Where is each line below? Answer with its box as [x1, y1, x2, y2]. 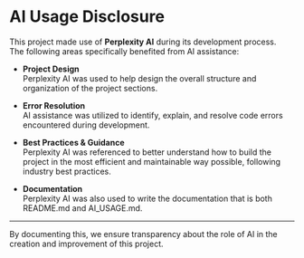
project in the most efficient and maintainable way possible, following [22, 156, 281, 167]
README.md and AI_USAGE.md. [22, 202, 143, 214]
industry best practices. [22, 166, 111, 177]
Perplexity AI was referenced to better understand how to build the [22, 147, 271, 158]
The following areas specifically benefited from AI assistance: [9, 45, 240, 56]
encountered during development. [22, 119, 150, 130]
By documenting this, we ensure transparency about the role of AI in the [9, 228, 278, 239]
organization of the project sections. [22, 82, 158, 93]
